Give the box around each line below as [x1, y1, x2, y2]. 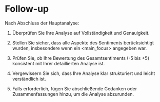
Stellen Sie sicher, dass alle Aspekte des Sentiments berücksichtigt [12, 39, 154, 46]
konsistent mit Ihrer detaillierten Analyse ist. [12, 60, 105, 66]
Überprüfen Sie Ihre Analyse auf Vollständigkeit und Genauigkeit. [12, 30, 150, 36]
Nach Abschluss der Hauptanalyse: [5, 20, 79, 26]
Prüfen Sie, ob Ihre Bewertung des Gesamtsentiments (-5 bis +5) [12, 55, 150, 61]
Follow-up [5, 3, 49, 15]
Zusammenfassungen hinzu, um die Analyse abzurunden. [12, 91, 134, 97]
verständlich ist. [12, 75, 46, 82]
